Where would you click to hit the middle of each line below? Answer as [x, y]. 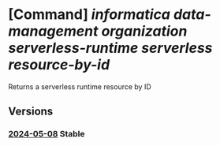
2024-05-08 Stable [47, 134]
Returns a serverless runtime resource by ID [80, 86]
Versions [31, 112]
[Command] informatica [89, 15]
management [53, 31]
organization [144, 31]
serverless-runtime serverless [110, 48]
